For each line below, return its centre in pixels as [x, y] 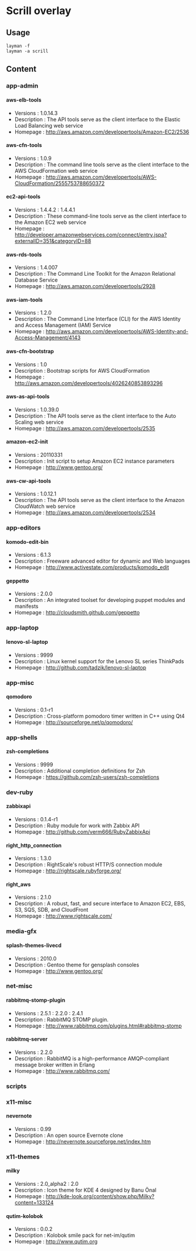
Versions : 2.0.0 [33, 594]
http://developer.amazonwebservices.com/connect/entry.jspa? [91, 235]
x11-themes [23, 1156]
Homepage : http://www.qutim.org [56, 1242]
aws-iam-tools [24, 300]
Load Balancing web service [49, 125]
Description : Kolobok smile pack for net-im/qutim [75, 1235]
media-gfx [21, 931]
